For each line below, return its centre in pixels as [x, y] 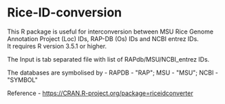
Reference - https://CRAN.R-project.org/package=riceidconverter [100, 93]
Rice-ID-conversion [65, 13]
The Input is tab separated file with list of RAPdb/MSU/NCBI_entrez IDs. [108, 59]
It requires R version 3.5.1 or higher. [57, 46]
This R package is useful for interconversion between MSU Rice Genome [110, 31]
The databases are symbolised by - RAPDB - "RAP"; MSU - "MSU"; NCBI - [113, 73]
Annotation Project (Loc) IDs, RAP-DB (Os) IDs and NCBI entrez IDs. [103, 38]
